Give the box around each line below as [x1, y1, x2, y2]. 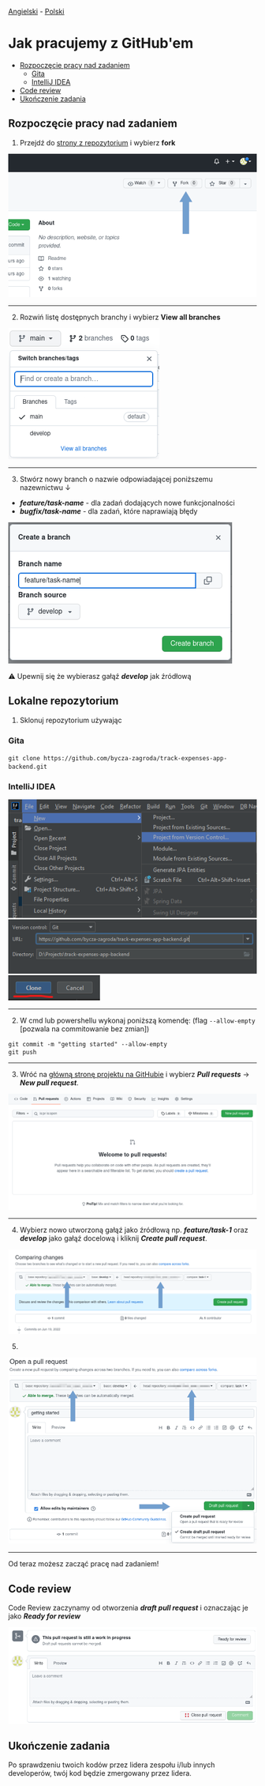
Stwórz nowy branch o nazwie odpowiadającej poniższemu [19, 474, 213, 484]
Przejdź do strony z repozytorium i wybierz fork [19, 138, 176, 147]
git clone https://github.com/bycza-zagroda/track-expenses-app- [8, 755, 227, 763]
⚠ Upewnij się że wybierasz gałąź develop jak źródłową [8, 671, 192, 680]
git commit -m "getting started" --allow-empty [8, 1040, 168, 1048]
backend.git [8, 763, 47, 771]
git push [8, 1048, 37, 1056]
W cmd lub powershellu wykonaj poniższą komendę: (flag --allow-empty [19, 1015, 256, 1025]
